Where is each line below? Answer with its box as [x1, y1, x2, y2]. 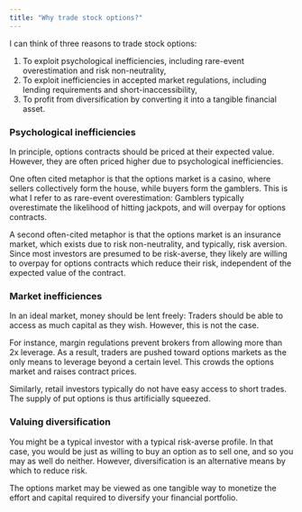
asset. [22, 103, 46, 114]
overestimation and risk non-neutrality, [22, 65, 167, 76]
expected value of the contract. [9, 267, 126, 278]
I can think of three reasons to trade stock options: [9, 38, 197, 49]
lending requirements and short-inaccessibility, [22, 84, 198, 95]
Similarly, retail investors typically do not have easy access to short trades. [9, 384, 287, 395]
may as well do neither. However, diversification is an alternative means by [9, 455, 287, 466]
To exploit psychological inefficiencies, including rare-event [22, 55, 245, 66]
